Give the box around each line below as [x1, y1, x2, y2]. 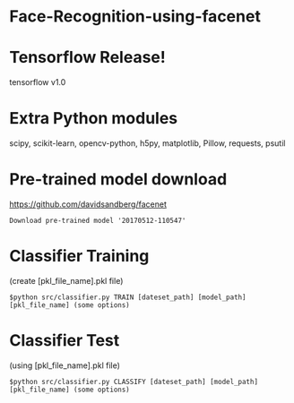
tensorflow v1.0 [9, 77, 66, 88]
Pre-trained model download [9, 169, 228, 190]
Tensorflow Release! [9, 47, 166, 68]
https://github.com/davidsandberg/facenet [9, 199, 168, 210]
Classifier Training [9, 246, 150, 266]
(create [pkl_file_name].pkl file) [9, 275, 124, 286]
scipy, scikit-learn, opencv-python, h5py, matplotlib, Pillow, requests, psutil [9, 138, 286, 149]
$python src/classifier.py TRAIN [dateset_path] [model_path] [9, 293, 246, 302]
